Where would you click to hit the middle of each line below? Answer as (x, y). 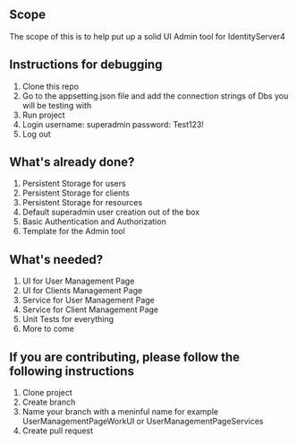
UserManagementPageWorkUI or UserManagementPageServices (143, 422)
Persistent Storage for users (74, 184)
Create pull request (58, 431)
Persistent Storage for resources (82, 203)
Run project (43, 115)
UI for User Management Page (78, 281)
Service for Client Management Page (90, 310)
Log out (36, 134)
